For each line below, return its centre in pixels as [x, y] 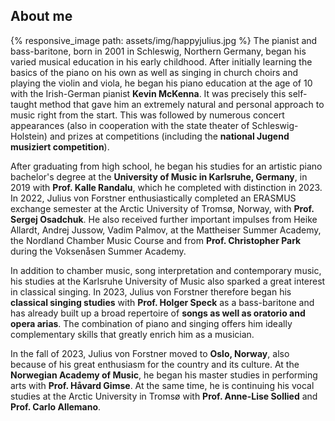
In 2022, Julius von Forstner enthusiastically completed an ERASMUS [153, 198]
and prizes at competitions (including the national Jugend [169, 136]
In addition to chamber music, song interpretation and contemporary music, [166, 270]
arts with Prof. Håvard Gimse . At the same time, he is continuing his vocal [162, 385]
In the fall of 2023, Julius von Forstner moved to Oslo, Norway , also [150, 353]
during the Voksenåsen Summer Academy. [98, 251]
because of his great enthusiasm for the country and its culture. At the [155, 364]
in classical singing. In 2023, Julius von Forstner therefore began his [151, 291]
